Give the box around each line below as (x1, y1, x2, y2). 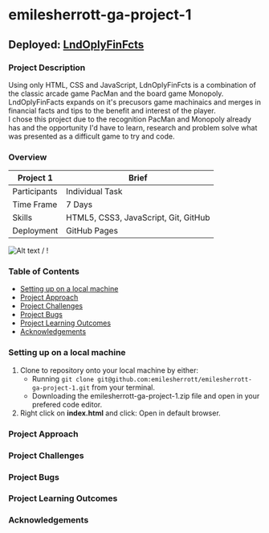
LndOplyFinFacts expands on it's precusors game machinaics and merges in (8, 97, 261, 106)
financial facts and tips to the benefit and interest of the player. (8, 105, 216, 115)
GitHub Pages (65, 225, 119, 237)
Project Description (8, 62, 86, 73)
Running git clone (31, 374, 95, 383)
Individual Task (65, 186, 123, 197)
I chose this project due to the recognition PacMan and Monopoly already (8, 114, 251, 124)
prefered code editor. (31, 399, 103, 409)
